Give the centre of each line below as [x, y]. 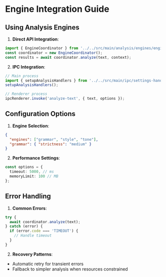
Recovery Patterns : [32, 254]
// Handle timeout [33, 236]
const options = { [24, 167]
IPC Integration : [29, 67]
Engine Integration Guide [57, 9]
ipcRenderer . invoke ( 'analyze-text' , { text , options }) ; [65, 99]
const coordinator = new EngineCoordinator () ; [54, 53]
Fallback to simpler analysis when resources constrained [70, 269]
